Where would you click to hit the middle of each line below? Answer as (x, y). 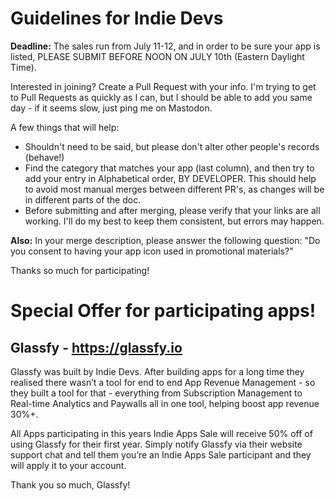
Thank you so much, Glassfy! (70, 484)
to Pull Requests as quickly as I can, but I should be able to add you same (161, 97)
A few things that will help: (65, 127)
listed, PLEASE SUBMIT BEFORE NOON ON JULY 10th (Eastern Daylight (157, 56)
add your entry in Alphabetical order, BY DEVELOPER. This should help (170, 178)
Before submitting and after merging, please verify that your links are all (172, 210)
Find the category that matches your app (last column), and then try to (169, 168)
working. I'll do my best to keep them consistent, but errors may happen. (174, 221)
